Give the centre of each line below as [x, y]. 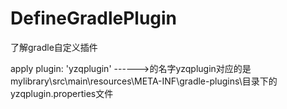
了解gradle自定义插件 [54, 47]
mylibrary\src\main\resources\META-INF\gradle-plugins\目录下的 [144, 81]
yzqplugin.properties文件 [62, 93]
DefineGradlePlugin [94, 18]
